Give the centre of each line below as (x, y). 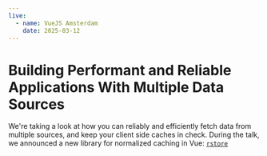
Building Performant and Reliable (120, 70)
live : (17, 16)
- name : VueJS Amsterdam (57, 23)
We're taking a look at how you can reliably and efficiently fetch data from (130, 126)
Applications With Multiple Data (116, 87)
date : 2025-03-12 (52, 30)
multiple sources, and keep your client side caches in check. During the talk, (134, 135)
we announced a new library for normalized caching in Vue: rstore (118, 143)
